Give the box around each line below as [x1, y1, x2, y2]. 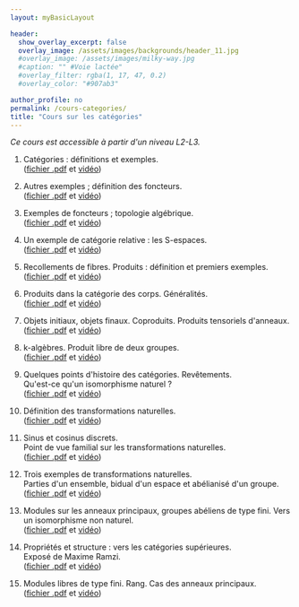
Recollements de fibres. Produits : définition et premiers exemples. [22, 262, 269, 273]
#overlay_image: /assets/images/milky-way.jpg [18, 55, 195, 64]
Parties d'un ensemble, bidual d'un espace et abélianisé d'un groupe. [22, 479, 280, 490]
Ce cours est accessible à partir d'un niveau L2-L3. [10, 136, 201, 148]
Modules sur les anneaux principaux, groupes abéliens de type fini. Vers [22, 506, 290, 516]
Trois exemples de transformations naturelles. [22, 469, 192, 480]
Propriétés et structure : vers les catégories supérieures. [22, 542, 232, 552]
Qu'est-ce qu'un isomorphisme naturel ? [22, 378, 173, 390]
